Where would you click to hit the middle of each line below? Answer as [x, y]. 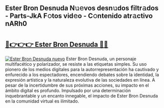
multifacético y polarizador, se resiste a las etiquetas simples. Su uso [76, 64]
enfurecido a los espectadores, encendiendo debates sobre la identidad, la [82, 75]
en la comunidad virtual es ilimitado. [42, 101]
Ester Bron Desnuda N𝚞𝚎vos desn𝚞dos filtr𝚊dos [82, 8]
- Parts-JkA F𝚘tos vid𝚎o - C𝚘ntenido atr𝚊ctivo [79, 16]
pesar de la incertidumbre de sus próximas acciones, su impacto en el [77, 85]
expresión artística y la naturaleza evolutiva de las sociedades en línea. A [80, 80]
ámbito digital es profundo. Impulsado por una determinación [68, 91]
